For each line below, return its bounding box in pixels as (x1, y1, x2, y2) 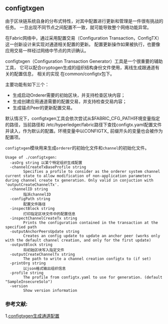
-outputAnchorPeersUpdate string (10, 229, 80, 234)
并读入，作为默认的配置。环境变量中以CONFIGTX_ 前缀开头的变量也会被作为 (5, 128, 163, 134)
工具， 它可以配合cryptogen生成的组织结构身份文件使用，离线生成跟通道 (5, 64, 155, 70)
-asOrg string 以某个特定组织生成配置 (10, 160, 83, 165)
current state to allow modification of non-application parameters (5, 173, 151, 178)
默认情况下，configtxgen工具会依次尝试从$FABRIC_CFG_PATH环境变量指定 (5, 115, 160, 121)
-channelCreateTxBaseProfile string (10, 164, 86, 170)
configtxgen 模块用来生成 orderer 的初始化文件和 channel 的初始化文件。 (5, 145, 149, 151)
